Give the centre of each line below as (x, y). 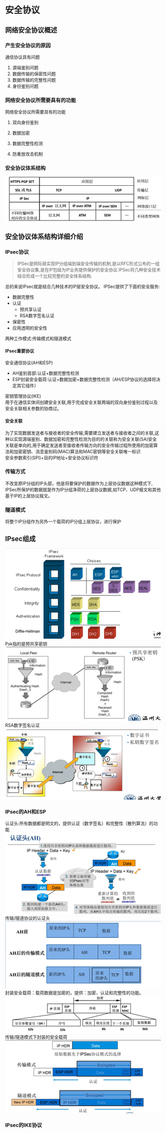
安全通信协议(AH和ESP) (29, 363)
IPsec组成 (21, 539)
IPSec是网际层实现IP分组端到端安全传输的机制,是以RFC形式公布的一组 (88, 264)
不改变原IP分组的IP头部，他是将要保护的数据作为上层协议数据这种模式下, (79, 483)
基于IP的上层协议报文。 (29, 495)
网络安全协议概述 (31, 30)
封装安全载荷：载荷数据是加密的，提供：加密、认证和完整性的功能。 (74, 993)
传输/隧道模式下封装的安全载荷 (36, 1037)
